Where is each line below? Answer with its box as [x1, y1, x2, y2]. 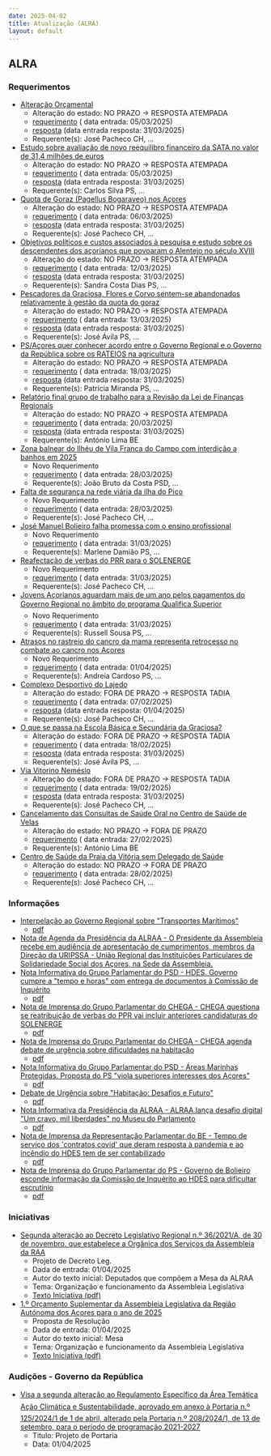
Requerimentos [8, 81, 70, 92]
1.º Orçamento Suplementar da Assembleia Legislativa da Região [19, 1299, 236, 1309]
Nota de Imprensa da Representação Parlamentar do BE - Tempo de [19, 1131, 248, 1141]
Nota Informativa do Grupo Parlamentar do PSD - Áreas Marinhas [19, 1062, 239, 1072]
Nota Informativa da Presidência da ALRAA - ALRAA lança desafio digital [19, 1105, 263, 1115]
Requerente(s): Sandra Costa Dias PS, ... [32, 280, 167, 290]
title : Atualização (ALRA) [8, 19, 100, 28]
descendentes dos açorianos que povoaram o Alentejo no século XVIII [19, 246, 255, 256]
